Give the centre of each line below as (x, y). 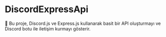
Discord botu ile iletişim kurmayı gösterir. (48, 28)
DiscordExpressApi (47, 9)
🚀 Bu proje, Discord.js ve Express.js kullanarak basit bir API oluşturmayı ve (83, 23)
